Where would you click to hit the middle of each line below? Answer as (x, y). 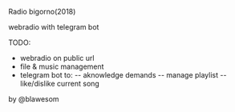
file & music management (62, 66)
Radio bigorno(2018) (42, 12)
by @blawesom (34, 99)
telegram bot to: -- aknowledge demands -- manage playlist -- (123, 75)
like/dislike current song (60, 84)
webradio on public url (57, 58)
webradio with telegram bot (54, 27)
